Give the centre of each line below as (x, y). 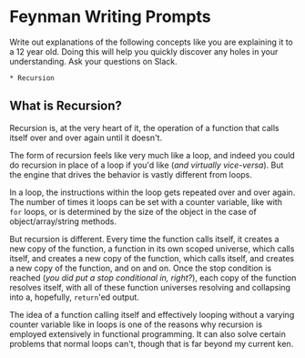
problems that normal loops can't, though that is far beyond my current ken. (152, 343)
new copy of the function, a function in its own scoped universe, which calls (152, 249)
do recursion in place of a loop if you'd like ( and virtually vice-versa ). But (147, 165)
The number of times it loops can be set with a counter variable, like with (146, 201)
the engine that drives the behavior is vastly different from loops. (131, 174)
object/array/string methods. (63, 221)
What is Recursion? (66, 106)
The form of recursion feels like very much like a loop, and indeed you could (152, 155)
